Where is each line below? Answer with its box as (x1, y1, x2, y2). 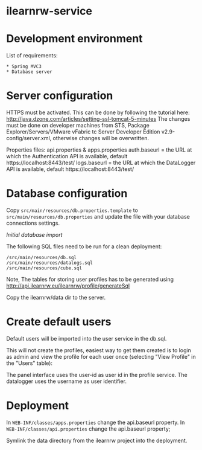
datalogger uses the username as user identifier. (6, 378, 127, 385)
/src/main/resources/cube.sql (6, 265, 83, 271)
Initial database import (6, 231, 63, 238)
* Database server (6, 69, 52, 75)
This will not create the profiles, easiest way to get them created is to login (6, 346, 191, 354)
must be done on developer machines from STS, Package (6, 122, 150, 129)
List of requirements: (6, 52, 58, 59)
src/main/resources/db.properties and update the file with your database (6, 213, 190, 220)
